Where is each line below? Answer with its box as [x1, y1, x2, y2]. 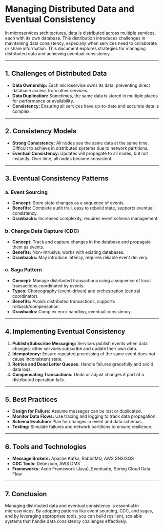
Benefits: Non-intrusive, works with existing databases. [12, 249, 124, 255]
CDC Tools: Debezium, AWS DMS [12, 461, 81, 467]
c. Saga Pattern [5, 266, 42, 273]
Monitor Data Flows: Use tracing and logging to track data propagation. [12, 413, 157, 419]
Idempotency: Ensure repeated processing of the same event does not [12, 350, 156, 357]
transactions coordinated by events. [12, 283, 84, 288]
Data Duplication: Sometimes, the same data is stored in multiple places [12, 93, 158, 99]
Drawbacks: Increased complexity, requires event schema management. [12, 216, 159, 222]
